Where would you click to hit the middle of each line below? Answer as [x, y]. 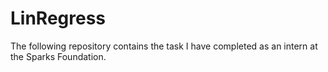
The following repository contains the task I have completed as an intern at [164, 46]
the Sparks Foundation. [58, 56]
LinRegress [58, 18]
